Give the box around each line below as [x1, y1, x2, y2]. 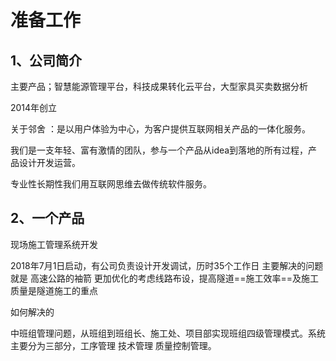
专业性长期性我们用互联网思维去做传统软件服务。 [10, 178, 212, 190]
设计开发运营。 [18, 157, 81, 168]
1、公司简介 [10, 52, 83, 69]
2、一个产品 [10, 210, 85, 227]
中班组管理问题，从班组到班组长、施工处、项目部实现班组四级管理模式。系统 [10, 327, 326, 339]
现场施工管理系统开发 [10, 238, 98, 250]
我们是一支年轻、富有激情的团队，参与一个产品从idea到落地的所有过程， [10, 144, 309, 156]
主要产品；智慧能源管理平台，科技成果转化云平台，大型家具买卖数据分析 [10, 81, 308, 92]
